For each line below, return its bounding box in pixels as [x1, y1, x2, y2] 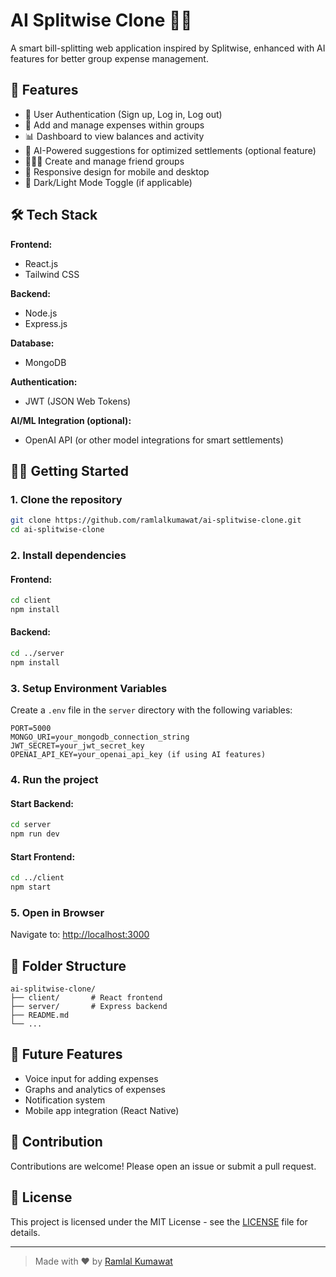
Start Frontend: [10, 850, 76, 863]
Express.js [24, 317, 68, 329]
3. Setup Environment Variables [10, 681, 168, 695]
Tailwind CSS [24, 268, 80, 280]
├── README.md [10, 1010, 70, 1021]
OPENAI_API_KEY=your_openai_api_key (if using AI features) [10, 750, 267, 760]
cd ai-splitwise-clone [10, 525, 105, 535]
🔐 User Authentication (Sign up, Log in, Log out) [24, 108, 223, 120]
